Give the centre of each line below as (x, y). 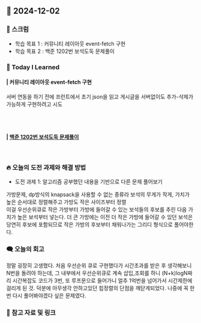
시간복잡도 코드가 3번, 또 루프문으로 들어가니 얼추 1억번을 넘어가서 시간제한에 (102, 280)
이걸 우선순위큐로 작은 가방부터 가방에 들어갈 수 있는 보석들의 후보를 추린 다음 (97, 210)
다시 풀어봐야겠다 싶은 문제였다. (49, 295)
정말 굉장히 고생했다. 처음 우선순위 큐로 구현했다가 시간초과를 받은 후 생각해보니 (99, 265)
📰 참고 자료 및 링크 (31, 312)
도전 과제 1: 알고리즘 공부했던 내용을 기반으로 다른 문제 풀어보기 (89, 182)
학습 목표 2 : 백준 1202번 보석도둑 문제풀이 (65, 51)
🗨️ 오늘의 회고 (25, 249)
